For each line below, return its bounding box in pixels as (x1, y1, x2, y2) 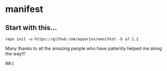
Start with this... (5, 23, 58, 32)
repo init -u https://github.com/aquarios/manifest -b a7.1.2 (5, 36, 139, 41)
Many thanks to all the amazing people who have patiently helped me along (5, 45, 162, 51)
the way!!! (5, 51, 26, 56)
